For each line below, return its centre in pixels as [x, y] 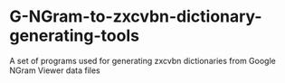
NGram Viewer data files [55, 70]
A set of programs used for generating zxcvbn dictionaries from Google [142, 60]
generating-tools [75, 36]
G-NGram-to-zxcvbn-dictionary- [136, 17]
